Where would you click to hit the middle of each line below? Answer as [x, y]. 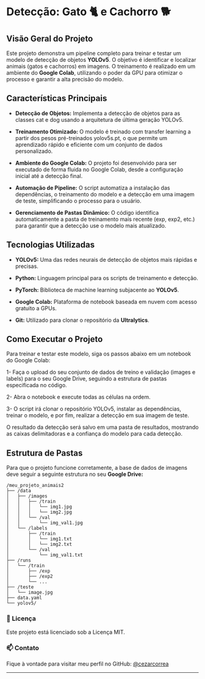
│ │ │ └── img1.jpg [39, 507]
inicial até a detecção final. [49, 176]
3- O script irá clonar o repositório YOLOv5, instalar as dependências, [94, 409]
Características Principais [57, 98]
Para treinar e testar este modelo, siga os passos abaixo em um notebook [99, 354]
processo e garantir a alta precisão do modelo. [65, 79]
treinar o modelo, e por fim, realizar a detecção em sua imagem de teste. [98, 415]
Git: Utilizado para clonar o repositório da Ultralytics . [82, 320]
